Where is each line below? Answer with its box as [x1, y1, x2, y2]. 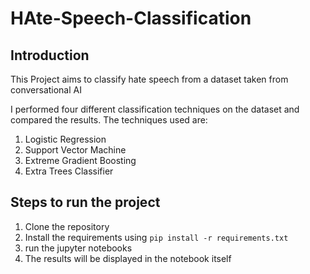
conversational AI [10, 84, 82, 96]
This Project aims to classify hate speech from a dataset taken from [10, 73, 289, 85]
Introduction [10, 47, 90, 64]
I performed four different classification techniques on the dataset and [10, 103, 300, 115]
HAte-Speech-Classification [10, 7, 252, 30]
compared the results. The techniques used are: [10, 114, 208, 126]
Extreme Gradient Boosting [24, 155, 137, 166]
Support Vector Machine [24, 144, 127, 156]
